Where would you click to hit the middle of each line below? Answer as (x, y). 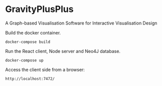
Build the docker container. (33, 32)
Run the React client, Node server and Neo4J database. (63, 51)
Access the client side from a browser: (45, 69)
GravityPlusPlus (39, 9)
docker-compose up (24, 60)
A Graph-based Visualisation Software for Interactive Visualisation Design (81, 23)
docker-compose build (28, 42)
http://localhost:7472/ (30, 78)
